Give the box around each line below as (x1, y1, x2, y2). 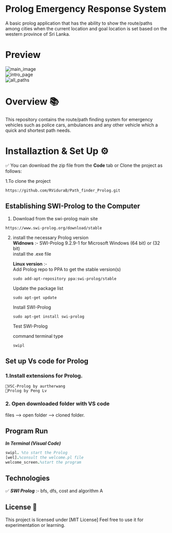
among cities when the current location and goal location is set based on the (5, 25, 167, 31)
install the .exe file (12, 251, 51, 257)
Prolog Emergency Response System (5, 3, 167, 15)
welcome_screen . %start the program (5, 460, 82, 465)
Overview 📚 (5, 96, 59, 108)
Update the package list (12, 285, 64, 291)
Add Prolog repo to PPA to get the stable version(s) (12, 266, 121, 272)
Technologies (5, 474, 50, 483)
